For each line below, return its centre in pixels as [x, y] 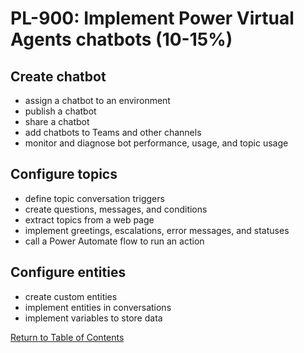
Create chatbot [58, 76]
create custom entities [71, 296]
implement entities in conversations [98, 307]
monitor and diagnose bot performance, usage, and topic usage [156, 143]
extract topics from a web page [89, 219]
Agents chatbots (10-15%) [121, 39]
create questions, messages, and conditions [116, 209]
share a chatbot [57, 121]
